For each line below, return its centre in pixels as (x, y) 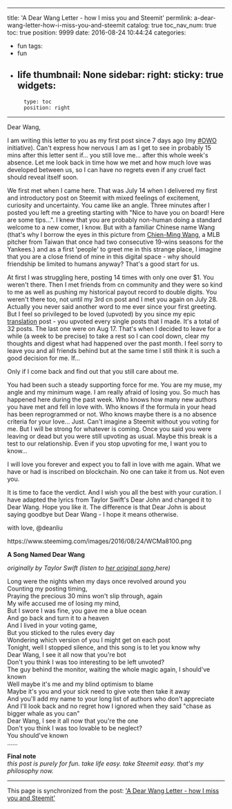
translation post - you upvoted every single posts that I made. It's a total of (113, 321)
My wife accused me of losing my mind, (64, 603)
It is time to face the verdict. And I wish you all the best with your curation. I (114, 492)
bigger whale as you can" (43, 713)
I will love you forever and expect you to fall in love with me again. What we (114, 464)
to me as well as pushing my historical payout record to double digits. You (112, 292)
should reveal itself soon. (43, 177)
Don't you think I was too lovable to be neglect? (75, 728)
